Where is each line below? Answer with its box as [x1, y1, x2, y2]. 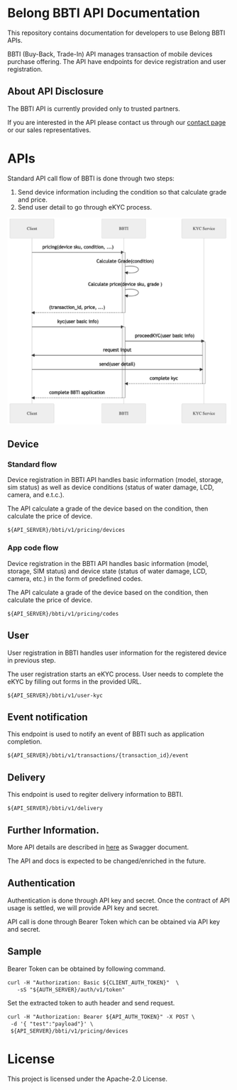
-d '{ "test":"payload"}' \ [10, 1020, 94, 1028]
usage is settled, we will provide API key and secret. [7, 903, 160, 912]
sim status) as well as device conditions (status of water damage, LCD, [7, 483, 214, 491]
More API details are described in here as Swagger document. [7, 843, 189, 851]
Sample [7, 946, 42, 958]
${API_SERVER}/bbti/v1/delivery [7, 805, 103, 812]
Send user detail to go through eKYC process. [17, 202, 153, 211]
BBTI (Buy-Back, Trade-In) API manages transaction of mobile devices [7, 50, 213, 58]
